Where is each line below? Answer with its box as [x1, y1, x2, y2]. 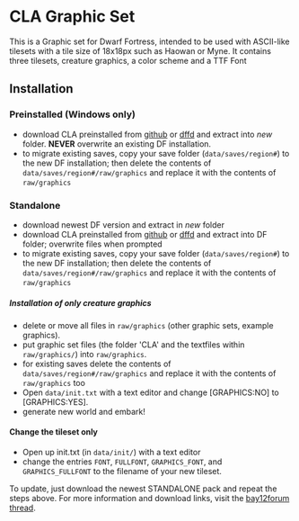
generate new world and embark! [22, 406, 146, 417]
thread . [9, 502, 36, 514]
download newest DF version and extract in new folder [22, 219, 224, 230]
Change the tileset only [9, 427, 99, 437]
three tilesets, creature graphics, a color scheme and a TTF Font [9, 55, 247, 66]
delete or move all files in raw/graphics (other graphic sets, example [22, 319, 274, 330]
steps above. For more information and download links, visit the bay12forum [9, 493, 290, 504]
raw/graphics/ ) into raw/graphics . [22, 348, 147, 359]
